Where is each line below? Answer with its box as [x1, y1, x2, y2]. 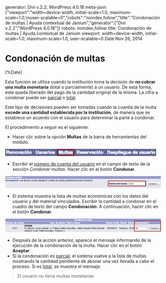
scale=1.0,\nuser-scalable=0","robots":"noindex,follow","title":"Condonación [5, 15, 161, 20]
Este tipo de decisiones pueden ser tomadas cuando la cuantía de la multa [5, 104, 157, 110]
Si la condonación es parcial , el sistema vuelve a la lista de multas [12, 253, 147, 259]
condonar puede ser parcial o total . [5, 94, 77, 100]
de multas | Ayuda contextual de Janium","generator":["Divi [5, 20, 126, 26]
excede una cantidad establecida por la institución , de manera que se [5, 109, 150, 115]
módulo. [12, 139, 30, 145]
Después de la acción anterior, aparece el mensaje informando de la [12, 237, 152, 243]
